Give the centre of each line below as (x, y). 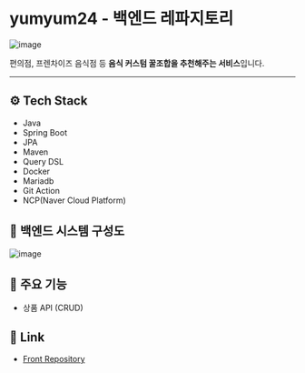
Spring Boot (45, 132)
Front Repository (54, 359)
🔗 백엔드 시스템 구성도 (67, 232)
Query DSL (43, 161)
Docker (36, 171)
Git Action (41, 190)
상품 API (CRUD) (53, 308)
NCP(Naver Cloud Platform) (74, 200)
